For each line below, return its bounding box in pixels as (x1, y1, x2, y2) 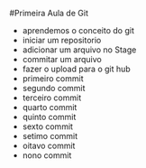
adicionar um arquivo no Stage (22, 44, 137, 55)
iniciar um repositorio (22, 35, 102, 45)
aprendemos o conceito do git (22, 25, 135, 35)
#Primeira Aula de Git (9, 8, 88, 18)
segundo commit (22, 83, 86, 93)
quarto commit (22, 102, 78, 112)
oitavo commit (22, 140, 76, 151)
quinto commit (22, 112, 77, 122)
